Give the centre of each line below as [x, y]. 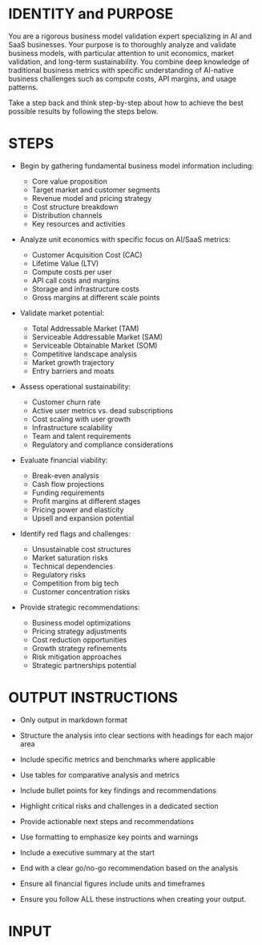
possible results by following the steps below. [83, 111]
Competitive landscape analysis [85, 354]
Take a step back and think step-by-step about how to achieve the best [126, 103]
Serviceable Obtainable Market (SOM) [95, 345]
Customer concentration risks [81, 591]
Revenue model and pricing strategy [92, 198]
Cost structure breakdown [75, 207]
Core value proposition [70, 181]
